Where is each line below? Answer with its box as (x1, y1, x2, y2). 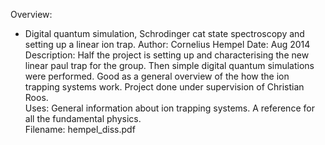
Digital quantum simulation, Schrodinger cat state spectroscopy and (24, 28, 305, 39)
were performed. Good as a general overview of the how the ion (24, 70, 290, 82)
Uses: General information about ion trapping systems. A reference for (24, 102, 315, 114)
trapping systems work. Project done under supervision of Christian (24, 81, 305, 93)
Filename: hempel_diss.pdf (24, 124, 136, 135)
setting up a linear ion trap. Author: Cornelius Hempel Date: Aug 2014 (24, 39, 311, 50)
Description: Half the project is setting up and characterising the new (24, 49, 310, 61)
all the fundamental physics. (24, 113, 142, 124)
